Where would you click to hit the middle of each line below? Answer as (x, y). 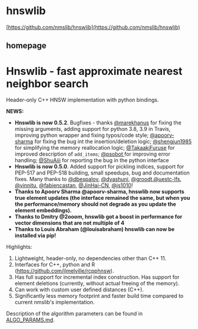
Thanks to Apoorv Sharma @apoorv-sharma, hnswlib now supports (99, 192)
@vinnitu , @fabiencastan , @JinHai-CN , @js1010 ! (74, 185)
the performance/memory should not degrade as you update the (95, 204)
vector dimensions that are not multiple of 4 (70, 223)
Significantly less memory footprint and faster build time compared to (99, 296)
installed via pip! (35, 236)
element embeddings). (43, 210)
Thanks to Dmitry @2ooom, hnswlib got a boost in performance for (98, 217)
